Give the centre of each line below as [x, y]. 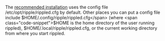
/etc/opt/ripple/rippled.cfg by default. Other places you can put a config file [83, 12]
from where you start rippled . [35, 33]
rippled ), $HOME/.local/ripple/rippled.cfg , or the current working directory [81, 28]
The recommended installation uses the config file [57, 7]
